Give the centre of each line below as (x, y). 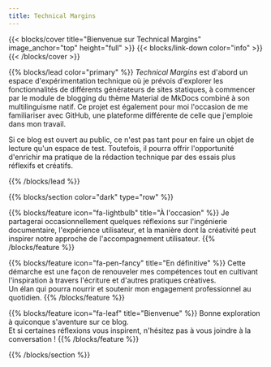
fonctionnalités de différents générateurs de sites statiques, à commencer (132, 89)
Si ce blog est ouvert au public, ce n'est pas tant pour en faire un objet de (131, 140)
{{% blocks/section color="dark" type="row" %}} (91, 196)
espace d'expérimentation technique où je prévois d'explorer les (116, 80)
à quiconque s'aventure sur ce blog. (69, 322)
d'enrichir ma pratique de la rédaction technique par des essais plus (122, 157)
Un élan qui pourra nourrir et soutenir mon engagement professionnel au (130, 288)
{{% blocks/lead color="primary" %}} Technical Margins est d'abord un (128, 72)
